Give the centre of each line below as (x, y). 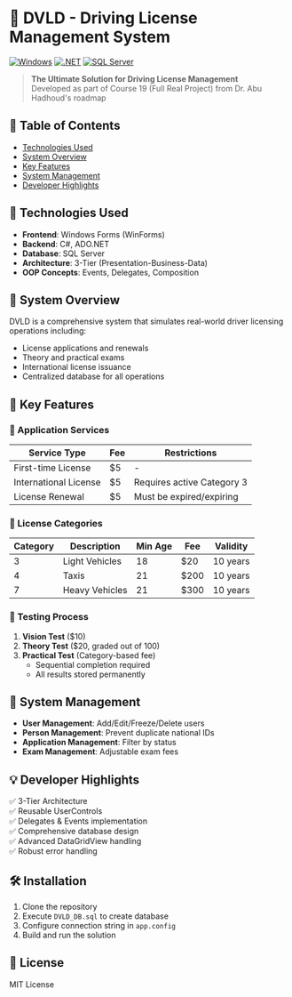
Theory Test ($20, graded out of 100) (91, 646)
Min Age (154, 546)
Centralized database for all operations (93, 376)
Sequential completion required (93, 664)
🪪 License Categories (56, 523)
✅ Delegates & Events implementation (79, 821)
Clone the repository (59, 907)
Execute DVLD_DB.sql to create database (95, 916)
